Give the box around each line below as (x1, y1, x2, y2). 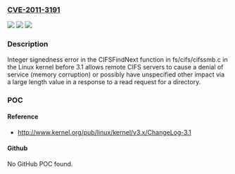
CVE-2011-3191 (7, 5, 61, 15)
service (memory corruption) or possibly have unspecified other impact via (7, 70, 225, 79)
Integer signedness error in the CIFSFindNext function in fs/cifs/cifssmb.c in (7, 55, 228, 64)
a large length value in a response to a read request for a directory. (7, 77, 201, 86)
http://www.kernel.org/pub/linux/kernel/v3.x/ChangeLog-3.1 (17, 128, 191, 136)
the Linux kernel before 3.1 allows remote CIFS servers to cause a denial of (7, 62, 224, 71)
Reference (7, 112, 39, 121)
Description (7, 39, 49, 49)
